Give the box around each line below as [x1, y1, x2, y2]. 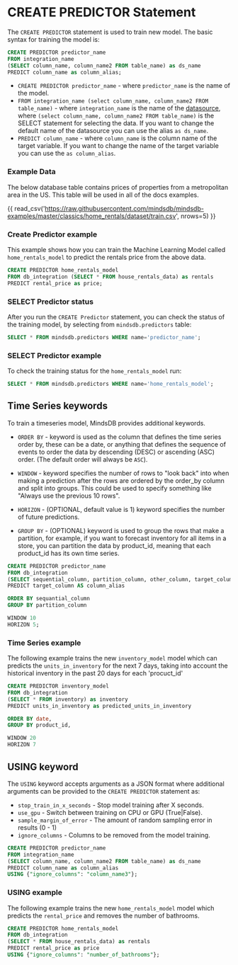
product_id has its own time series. [17, 549, 120, 557]
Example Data [7, 167, 57, 177]
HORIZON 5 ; [7, 621, 40, 628]
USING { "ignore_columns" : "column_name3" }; [7, 871, 138, 878]
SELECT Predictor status [7, 297, 94, 307]
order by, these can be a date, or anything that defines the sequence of [17, 440, 227, 448]
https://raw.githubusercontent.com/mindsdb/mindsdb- [45, 204, 204, 212]
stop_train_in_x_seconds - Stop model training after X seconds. [17, 801, 204, 809]
